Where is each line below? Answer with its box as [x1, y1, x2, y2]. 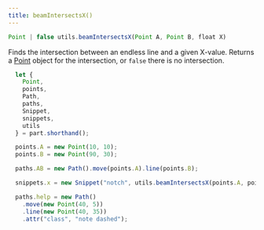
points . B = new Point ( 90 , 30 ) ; [15, 151, 118, 159]
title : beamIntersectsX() [8, 11, 93, 20]
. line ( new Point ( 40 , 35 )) [22, 207, 108, 216]
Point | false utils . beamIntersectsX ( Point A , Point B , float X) [8, 33, 226, 41]
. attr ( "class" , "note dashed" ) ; [22, 215, 128, 223]
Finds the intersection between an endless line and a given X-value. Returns [8, 47, 255, 57]
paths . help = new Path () [15, 193, 97, 201]
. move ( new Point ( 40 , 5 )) [22, 200, 104, 208]
